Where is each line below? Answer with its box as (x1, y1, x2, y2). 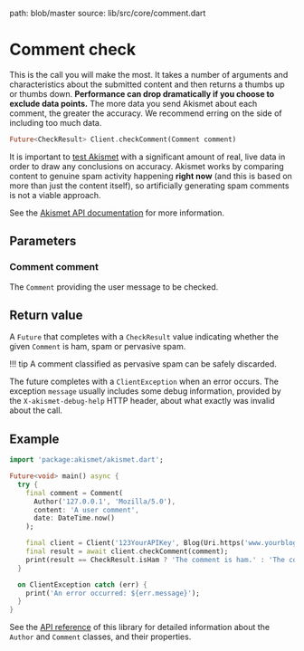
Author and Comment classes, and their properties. (9, 631, 192, 642)
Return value (9, 307, 83, 322)
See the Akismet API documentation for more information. (9, 207, 224, 218)
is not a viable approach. (9, 189, 101, 200)
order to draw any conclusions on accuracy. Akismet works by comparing (9, 160, 285, 171)
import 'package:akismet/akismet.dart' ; (9, 455, 165, 464)
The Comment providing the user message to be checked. (9, 281, 219, 292)
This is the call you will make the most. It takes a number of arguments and (9, 69, 289, 80)
